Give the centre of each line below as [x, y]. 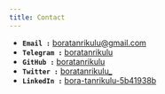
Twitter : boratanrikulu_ [67, 71]
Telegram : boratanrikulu [67, 52]
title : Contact [37, 17]
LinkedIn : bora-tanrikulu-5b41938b [89, 80]
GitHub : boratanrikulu [63, 61]
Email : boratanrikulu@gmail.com [84, 43]
